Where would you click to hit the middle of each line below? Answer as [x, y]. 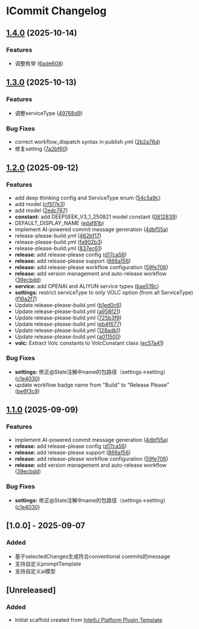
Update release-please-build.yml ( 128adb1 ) [67, 330]
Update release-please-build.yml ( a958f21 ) [67, 311]
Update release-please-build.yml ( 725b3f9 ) [68, 317]
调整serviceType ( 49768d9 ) [49, 113]
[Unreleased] [31, 590]
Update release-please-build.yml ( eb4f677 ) [68, 324]
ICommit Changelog [56, 11]
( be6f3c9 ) [27, 391]
